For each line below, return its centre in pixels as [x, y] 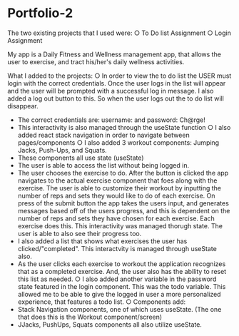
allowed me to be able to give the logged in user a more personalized [119, 294]
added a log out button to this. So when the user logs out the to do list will [116, 98]
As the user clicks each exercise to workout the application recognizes [122, 264]
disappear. [23, 106]
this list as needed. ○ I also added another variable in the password [117, 279]
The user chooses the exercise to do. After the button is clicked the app [123, 173]
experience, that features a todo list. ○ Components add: [102, 302]
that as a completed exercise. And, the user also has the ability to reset [122, 271]
